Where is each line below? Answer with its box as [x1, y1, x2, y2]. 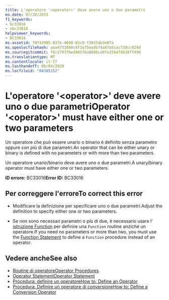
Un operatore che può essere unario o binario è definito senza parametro [5, 139, 157, 145]
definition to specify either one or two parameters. [12, 208, 118, 214]
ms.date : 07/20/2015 [5, 12, 49, 17]
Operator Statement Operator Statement [12, 273, 95, 279]
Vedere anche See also [5, 254, 77, 263]
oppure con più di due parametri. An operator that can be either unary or [5, 144, 155, 151]
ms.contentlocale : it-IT [5, 59, 58, 64]
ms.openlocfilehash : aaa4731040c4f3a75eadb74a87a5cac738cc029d [5, 45, 141, 50]
